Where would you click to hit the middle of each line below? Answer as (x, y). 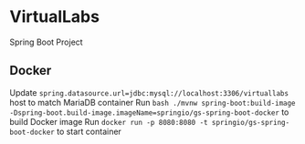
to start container (89, 131)
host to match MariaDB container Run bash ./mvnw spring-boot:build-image (152, 102)
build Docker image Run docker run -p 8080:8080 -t (109, 121)
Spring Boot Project (47, 42)
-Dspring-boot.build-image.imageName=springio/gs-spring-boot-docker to (149, 112)
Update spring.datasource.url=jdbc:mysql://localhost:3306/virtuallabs (149, 92)
